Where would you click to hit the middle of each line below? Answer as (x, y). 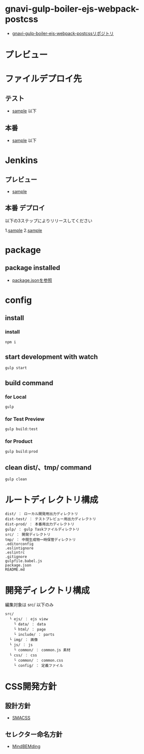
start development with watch (52, 357)
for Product (19, 441)
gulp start (16, 368)
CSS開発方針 (31, 686)
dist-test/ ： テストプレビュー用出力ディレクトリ (51, 519)
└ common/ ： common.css (38, 661)
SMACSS (21, 718)
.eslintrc (15, 553)
